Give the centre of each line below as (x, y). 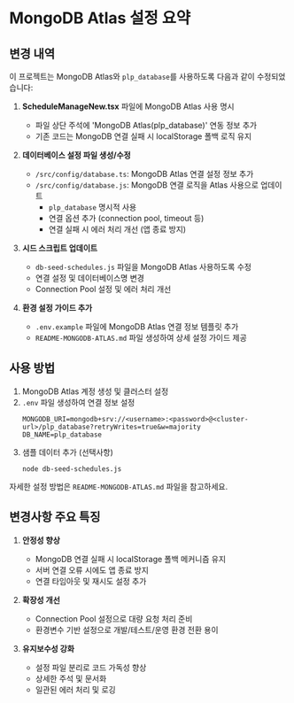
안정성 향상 (41, 540)
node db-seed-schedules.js (72, 469)
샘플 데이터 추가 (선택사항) (67, 452)
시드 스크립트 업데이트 (60, 248)
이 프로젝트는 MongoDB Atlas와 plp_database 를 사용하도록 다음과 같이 (132, 77)
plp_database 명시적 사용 (93, 207)
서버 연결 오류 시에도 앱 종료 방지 (92, 570)
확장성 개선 (41, 599)
